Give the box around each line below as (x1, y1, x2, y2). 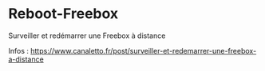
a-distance (8, 54, 44, 64)
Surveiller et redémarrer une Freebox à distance (8, 31, 166, 40)
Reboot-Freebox (8, 5, 119, 23)
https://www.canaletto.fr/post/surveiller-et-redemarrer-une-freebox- (30, 46, 257, 55)
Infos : (8, 46, 30, 55)
